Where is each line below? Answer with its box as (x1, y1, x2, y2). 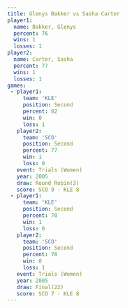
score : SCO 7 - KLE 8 (16, 290, 80, 297)
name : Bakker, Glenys (13, 23, 77, 30)
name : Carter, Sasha (13, 56, 73, 63)
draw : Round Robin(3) (16, 179, 80, 186)
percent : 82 (22, 108, 58, 115)
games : (7, 82, 27, 89)
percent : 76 (13, 29, 49, 37)
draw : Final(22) (16, 283, 64, 290)
